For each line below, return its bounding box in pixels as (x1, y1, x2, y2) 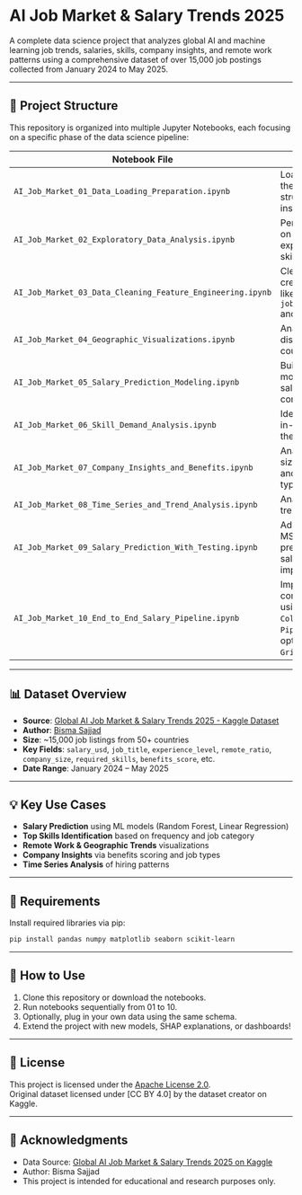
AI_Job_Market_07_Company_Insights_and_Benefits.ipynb (13, 462, 253, 473)
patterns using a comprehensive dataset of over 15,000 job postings (9, 54, 262, 65)
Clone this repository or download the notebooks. (22, 992, 207, 1003)
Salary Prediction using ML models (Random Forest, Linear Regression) (22, 821, 289, 832)
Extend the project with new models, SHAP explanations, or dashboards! (22, 1021, 291, 1031)
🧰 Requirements (9, 893, 101, 908)
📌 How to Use (9, 968, 85, 984)
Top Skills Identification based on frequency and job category (22, 830, 254, 841)
